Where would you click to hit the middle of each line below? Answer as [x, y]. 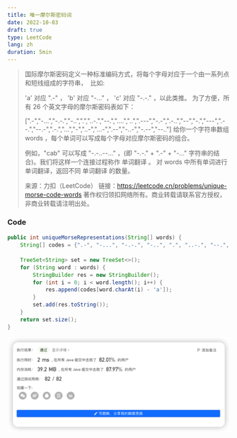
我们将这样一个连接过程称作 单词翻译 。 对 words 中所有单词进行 [133, 162]
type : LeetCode [30, 37]
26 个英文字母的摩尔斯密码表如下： [84, 107]
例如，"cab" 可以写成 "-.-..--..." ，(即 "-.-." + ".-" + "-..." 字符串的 [119, 153]
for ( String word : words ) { [63, 267]
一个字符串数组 [207, 129]
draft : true [25, 30]
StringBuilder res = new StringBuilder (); [96, 275]
